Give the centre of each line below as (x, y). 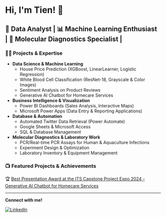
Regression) (32, 74)
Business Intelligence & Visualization (51, 100)
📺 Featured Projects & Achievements (51, 166)
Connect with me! (24, 200)
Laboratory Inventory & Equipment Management (68, 153)
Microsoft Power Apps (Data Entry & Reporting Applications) (81, 111)
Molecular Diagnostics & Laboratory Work (56, 137)
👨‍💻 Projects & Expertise (34, 53)
